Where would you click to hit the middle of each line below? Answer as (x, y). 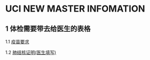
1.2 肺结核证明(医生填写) (31, 52)
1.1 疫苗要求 (17, 42)
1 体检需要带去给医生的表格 (48, 28)
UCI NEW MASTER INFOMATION (75, 9)
